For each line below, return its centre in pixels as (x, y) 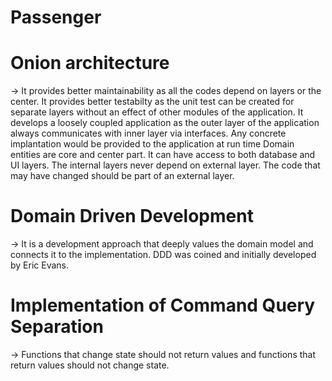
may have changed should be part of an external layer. (122, 176)
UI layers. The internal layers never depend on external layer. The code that (165, 165)
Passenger (56, 17)
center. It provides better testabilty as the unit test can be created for (152, 102)
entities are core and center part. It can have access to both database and (163, 155)
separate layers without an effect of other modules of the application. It (157, 112)
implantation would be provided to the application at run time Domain (152, 144)
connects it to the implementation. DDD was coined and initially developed (163, 255)
